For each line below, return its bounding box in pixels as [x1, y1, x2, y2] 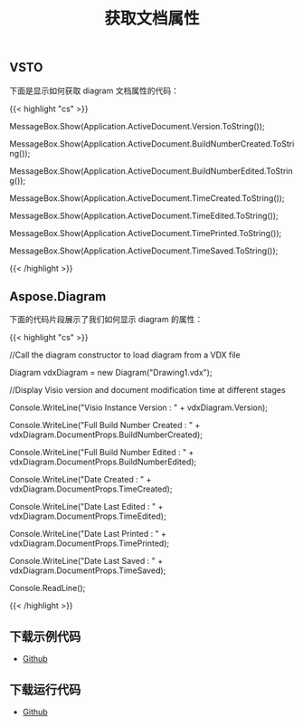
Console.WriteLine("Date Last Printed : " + [9, 529, 167, 540]
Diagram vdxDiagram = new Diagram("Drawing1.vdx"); [9, 368, 213, 378]
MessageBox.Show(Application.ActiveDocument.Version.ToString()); [9, 120, 265, 131]
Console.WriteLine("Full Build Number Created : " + [9, 420, 201, 431]
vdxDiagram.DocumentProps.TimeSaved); [9, 565, 166, 576]
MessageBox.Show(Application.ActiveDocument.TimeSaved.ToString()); [9, 245, 279, 256]
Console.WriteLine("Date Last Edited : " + [9, 502, 164, 512]
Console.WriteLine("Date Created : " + [9, 474, 152, 485]
